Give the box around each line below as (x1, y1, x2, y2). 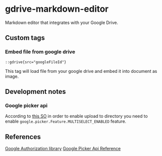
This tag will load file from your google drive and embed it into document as (5, 68, 158, 74)
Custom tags (5, 34, 45, 42)
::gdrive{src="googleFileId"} (5, 60, 67, 65)
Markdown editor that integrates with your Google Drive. (5, 20, 119, 25)
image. (5, 73, 19, 79)
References (5, 133, 41, 141)
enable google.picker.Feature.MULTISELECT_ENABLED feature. (5, 118, 126, 124)
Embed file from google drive (5, 48, 76, 55)
